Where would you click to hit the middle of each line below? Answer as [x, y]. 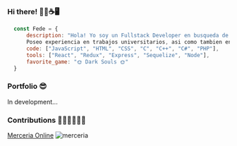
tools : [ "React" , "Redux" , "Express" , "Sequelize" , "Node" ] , [118, 55]
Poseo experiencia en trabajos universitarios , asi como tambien [124, 42]
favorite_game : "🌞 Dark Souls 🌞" [77, 62]
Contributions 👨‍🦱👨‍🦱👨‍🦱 [47, 120]
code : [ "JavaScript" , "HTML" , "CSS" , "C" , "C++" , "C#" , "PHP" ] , [122, 49]
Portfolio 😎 [27, 86]
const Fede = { [36, 29]
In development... [32, 102]
